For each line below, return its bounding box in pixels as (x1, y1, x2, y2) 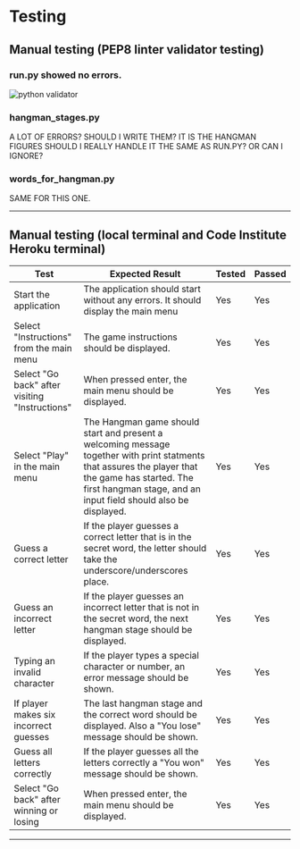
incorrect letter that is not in (83, 601, 199, 614)
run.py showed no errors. (9, 69, 122, 81)
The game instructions (83, 331, 179, 343)
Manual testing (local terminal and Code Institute (9, 227, 287, 242)
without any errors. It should (83, 294, 202, 307)
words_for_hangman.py (9, 172, 115, 185)
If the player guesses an (83, 590, 185, 602)
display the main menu (83, 306, 179, 318)
